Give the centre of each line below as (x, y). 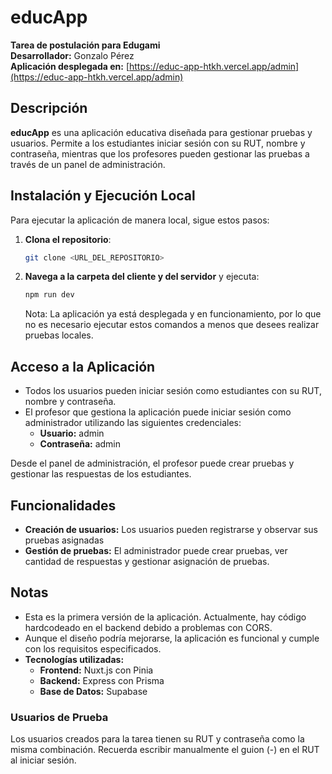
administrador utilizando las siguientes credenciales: (133, 423)
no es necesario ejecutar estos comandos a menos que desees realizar (172, 325)
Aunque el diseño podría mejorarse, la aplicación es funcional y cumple (172, 638)
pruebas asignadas (64, 540)
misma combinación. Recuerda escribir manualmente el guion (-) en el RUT (165, 750)
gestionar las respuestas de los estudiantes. (101, 474)
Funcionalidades (63, 505)
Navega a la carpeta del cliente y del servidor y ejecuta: (142, 277)
